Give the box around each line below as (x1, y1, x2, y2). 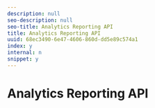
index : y (7, 43, 33, 49)
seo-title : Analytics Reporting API (7, 23, 113, 30)
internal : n (7, 49, 42, 56)
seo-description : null (7, 17, 73, 24)
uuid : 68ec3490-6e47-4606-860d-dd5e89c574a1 (7, 36, 138, 43)
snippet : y (7, 56, 39, 63)
